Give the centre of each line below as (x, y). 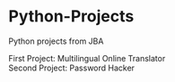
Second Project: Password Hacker (72, 68)
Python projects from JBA (56, 41)
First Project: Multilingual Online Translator (87, 58)
